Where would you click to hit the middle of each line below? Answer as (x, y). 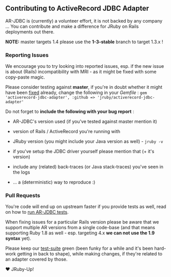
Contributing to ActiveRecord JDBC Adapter (77, 8)
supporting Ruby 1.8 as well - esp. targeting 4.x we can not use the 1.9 (80, 233)
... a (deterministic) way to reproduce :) (54, 182)
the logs (21, 172)
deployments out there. (30, 32)
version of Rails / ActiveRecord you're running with (66, 132)
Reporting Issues (27, 55)
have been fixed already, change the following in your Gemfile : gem (76, 93)
